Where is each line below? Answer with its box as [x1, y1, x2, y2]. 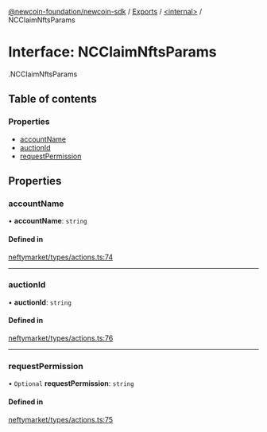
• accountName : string [8, 216, 87, 226]
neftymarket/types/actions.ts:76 [8, 333, 114, 343]
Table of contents [8, 92, 97, 106]
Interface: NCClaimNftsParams [8, 43, 217, 61]
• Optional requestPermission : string [8, 379, 134, 388]
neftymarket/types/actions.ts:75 [8, 414, 114, 424]
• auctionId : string [8, 298, 72, 307]
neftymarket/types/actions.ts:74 [8, 252, 114, 262]
